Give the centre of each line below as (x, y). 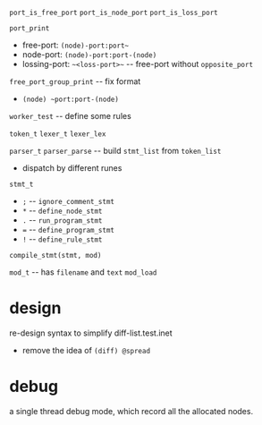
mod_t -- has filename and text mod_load (83, 272)
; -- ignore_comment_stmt (68, 201)
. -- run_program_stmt (62, 220)
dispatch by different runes (72, 168)
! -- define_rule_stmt (62, 239)
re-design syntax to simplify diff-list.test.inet (91, 333)
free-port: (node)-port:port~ (76, 45)
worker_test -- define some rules (70, 116)
